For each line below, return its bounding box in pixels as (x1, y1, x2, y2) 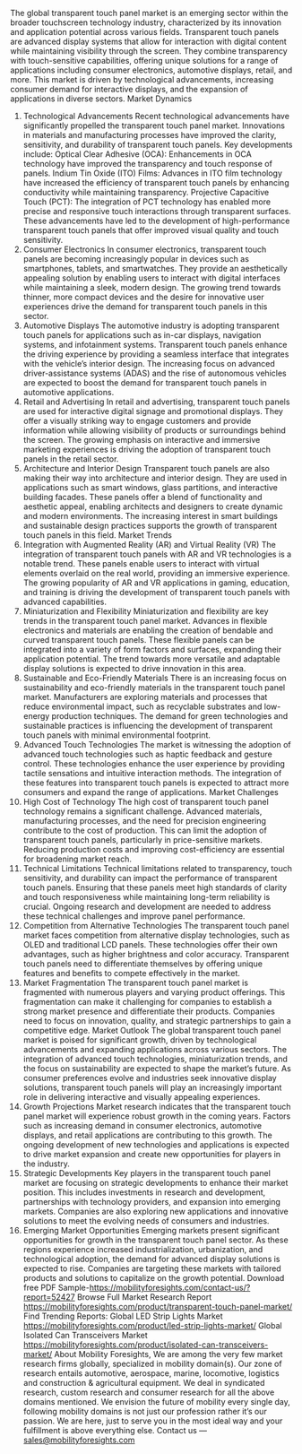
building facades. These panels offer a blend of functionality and (22, 492, 263, 502)
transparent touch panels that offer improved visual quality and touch (22, 225, 280, 236)
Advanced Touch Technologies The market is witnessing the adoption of (22, 740, 291, 749)
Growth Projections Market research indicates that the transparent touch (22, 1102, 291, 1112)
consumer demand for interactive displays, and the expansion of (10, 84, 249, 94)
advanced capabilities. (22, 596, 107, 607)
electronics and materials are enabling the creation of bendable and (22, 625, 274, 636)
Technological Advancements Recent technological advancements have (22, 111, 290, 121)
